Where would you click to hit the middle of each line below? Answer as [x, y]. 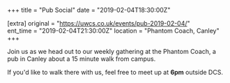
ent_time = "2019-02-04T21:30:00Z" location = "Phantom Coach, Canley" [113, 31]
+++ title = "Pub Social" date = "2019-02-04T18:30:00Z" [89, 10]
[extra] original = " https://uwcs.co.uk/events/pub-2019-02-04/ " [99, 23]
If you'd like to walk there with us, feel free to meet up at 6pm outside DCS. [115, 72]
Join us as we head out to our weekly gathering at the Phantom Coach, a [112, 52]
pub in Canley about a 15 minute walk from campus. [82, 59]
